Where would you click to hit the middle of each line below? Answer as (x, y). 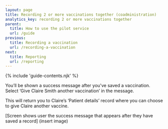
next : (11, 52)
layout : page (19, 10)
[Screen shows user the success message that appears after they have (79, 116)
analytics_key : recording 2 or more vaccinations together (69, 19)
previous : (16, 38)
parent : (13, 24)
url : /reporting (27, 61)
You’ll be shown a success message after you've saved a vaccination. (78, 86)
